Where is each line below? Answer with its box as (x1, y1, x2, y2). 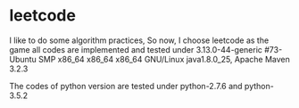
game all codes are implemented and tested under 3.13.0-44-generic (9, 44, 263, 54)
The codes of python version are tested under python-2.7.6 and (9, 80, 243, 91)
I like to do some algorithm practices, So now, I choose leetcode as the (9, 35, 270, 46)
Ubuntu (9, 54, 37, 64)
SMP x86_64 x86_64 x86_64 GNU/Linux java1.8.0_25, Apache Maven (38, 54, 290, 64)
